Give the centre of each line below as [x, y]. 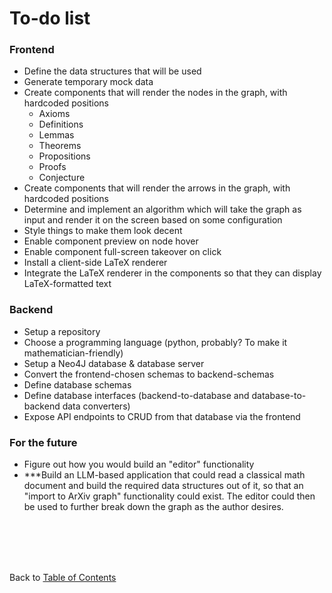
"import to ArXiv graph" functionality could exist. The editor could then [169, 496]
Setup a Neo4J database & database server [114, 363]
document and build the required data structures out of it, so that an [163, 486]
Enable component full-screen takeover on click [122, 252]
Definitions [61, 124]
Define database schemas [77, 384]
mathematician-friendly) [73, 353]
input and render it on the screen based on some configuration [153, 220]
